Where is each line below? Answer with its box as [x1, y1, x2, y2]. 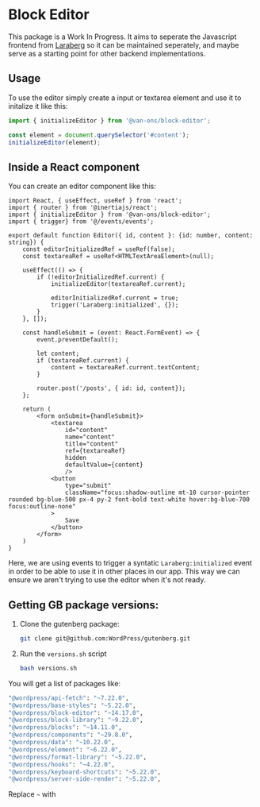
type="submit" [64, 482, 112, 490]
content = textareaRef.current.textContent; [50, 364, 201, 372]
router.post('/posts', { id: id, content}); [36, 384, 186, 392]
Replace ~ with [8, 790, 56, 799]
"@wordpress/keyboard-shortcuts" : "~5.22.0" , [8, 768, 161, 776]
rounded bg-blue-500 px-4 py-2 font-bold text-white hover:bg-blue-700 [8, 496, 250, 504]
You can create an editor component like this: [8, 181, 156, 191]
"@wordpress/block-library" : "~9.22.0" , [8, 716, 144, 724]
